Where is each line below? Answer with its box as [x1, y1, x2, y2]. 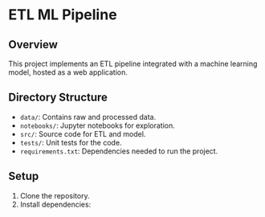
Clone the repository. [19, 190, 90, 200]
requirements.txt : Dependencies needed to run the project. [19, 146, 218, 156]
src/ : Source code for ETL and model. [19, 129, 146, 138]
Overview [8, 38, 59, 51]
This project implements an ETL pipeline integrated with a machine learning [8, 59, 258, 68]
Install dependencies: [19, 199, 92, 209]
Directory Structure [8, 91, 108, 104]
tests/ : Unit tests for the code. [19, 137, 122, 147]
